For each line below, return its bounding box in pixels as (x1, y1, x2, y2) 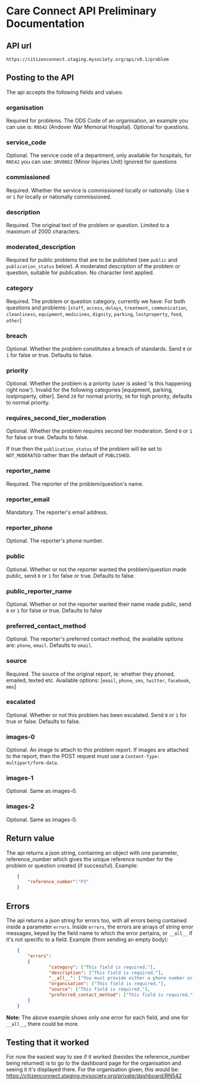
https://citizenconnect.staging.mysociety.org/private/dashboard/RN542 (6, 1072, 182, 1080)
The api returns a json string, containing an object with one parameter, (6, 849, 179, 856)
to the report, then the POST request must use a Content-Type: (6, 753, 160, 760)
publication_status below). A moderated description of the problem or (6, 263, 180, 270)
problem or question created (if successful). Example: (6, 862, 138, 869)
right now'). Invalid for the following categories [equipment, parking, (6, 387, 174, 394)
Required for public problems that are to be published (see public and (6, 256, 177, 263)
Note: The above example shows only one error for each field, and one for (6, 1014, 189, 1021)
